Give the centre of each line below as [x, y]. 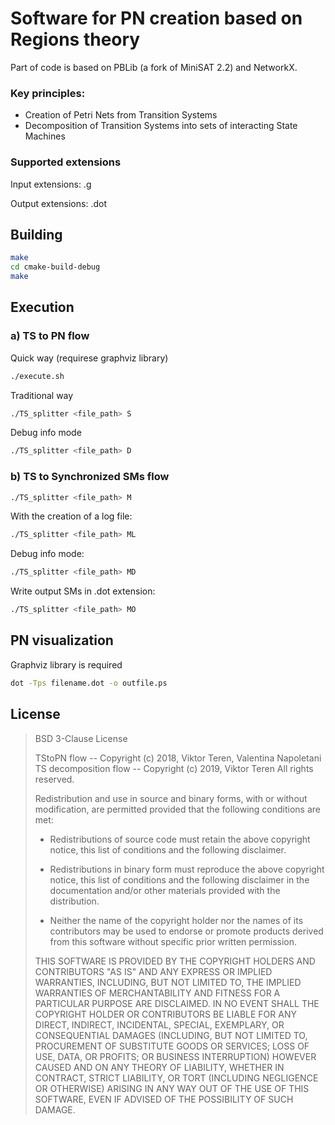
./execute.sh [37, 376]
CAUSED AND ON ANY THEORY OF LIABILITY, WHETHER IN [159, 1067]
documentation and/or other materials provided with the [165, 890]
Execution [42, 307]
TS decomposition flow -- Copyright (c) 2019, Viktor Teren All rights [174, 768]
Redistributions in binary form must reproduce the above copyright [187, 869]
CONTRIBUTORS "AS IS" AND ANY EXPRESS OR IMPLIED [153, 971]
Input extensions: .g [51, 184]
